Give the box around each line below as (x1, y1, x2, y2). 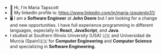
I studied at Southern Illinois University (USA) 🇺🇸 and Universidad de (9, 33, 151, 38)
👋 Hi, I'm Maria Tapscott (9, 5, 59, 10)
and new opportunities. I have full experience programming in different (9, 22, 154, 28)
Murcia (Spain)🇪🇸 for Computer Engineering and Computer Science (9, 38, 152, 44)
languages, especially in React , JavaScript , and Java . (9, 27, 120, 33)
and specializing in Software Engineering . (9, 44, 96, 49)
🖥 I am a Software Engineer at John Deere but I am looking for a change (9, 15, 158, 21)
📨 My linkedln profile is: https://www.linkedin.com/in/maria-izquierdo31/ (9, 10, 156, 16)
